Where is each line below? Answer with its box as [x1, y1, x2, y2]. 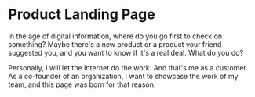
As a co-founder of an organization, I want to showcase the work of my [8, 71, 239, 81]
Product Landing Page [8, 5, 155, 23]
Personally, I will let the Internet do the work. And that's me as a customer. [8, 63, 249, 72]
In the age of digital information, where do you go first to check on [8, 31, 223, 41]
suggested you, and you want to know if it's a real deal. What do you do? [8, 48, 244, 57]
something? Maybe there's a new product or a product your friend [8, 39, 222, 48]
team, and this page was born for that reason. [8, 80, 156, 89]
